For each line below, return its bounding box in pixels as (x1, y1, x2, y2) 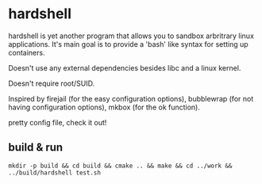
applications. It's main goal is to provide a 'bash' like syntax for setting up (8, 39, 249, 48)
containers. (8, 48, 45, 57)
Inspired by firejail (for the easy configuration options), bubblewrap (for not (8, 94, 254, 103)
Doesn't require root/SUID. (8, 79, 95, 88)
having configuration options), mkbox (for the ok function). (8, 102, 201, 112)
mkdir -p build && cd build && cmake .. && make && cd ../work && (8, 162, 233, 170)
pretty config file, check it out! (8, 117, 107, 127)
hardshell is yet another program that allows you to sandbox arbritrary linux (8, 31, 254, 40)
